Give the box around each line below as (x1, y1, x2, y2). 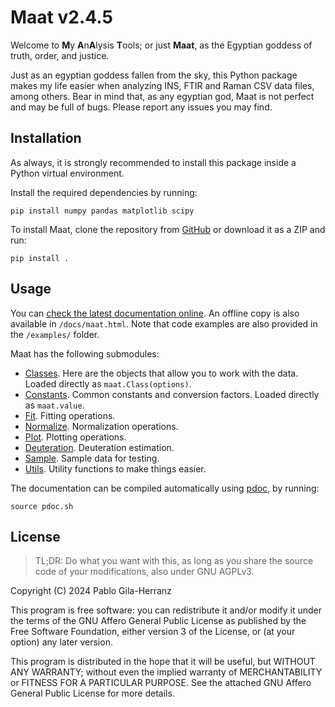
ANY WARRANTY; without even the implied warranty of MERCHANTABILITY (10, 666, 323, 678)
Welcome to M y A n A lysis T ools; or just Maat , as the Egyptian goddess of (10, 39, 313, 51)
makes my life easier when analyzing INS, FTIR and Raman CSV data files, (10, 79, 315, 91)
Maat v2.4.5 (10, 6, 113, 29)
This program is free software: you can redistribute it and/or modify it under (10, 604, 322, 616)
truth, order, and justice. (10, 49, 110, 61)
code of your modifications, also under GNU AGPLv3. (34, 566, 255, 578)
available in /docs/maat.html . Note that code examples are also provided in (10, 317, 318, 330)
